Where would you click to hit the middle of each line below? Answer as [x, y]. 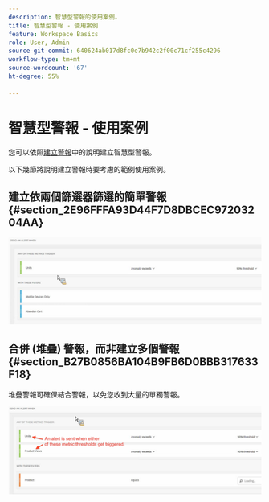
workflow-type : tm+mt [45, 60]
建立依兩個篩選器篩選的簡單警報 [88, 197]
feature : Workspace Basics [53, 34]
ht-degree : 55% [34, 76]
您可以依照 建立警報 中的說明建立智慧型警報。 [82, 152]
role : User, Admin [39, 43]
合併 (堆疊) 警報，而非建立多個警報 [94, 349]
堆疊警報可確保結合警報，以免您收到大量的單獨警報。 [96, 395]
